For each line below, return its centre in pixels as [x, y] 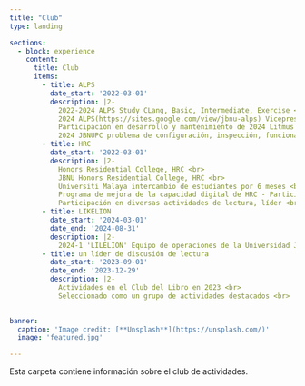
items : [46, 77]
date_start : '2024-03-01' [98, 220]
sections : [28, 43]
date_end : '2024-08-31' [95, 228]
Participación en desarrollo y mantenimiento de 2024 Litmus [176, 127]
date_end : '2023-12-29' [95, 271]
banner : [24, 321]
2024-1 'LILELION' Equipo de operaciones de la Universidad [174, 245]
